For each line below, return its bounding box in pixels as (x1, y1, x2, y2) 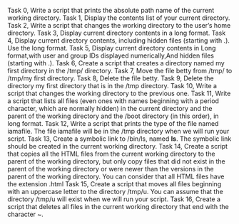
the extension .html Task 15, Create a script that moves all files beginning (7, 180, 222, 188)
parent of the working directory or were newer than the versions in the (7, 165, 214, 173)
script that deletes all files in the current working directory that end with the (7, 203, 230, 210)
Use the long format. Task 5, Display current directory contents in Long (7, 44, 216, 52)
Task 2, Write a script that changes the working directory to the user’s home (7, 21, 231, 29)
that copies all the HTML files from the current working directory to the (7, 149, 215, 158)
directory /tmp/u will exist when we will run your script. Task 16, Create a (7, 195, 221, 203)
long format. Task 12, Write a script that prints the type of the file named (7, 119, 219, 127)
